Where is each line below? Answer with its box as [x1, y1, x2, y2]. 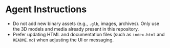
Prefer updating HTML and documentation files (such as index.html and [12, 31, 165, 37]
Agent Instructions [5, 4, 87, 15]
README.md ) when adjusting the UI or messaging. [12, 37, 114, 43]
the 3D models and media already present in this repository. [12, 26, 139, 32]
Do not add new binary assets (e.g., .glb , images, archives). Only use [12, 20, 160, 27]
